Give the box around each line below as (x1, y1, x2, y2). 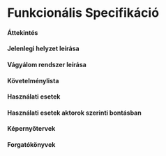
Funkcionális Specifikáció (7, 5, 159, 21)
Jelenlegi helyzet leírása (7, 44, 80, 53)
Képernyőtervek (7, 125, 56, 133)
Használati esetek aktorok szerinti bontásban (7, 108, 142, 117)
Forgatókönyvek (7, 140, 56, 148)
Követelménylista (7, 76, 59, 85)
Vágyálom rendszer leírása (7, 60, 87, 69)
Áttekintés (7, 28, 38, 36)
